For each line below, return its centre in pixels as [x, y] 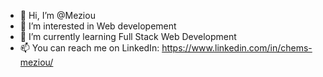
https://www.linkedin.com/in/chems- [237, 48]
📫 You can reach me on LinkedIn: [89, 48]
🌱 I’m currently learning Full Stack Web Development [128, 36]
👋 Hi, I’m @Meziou [57, 15]
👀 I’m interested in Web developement [98, 26]
